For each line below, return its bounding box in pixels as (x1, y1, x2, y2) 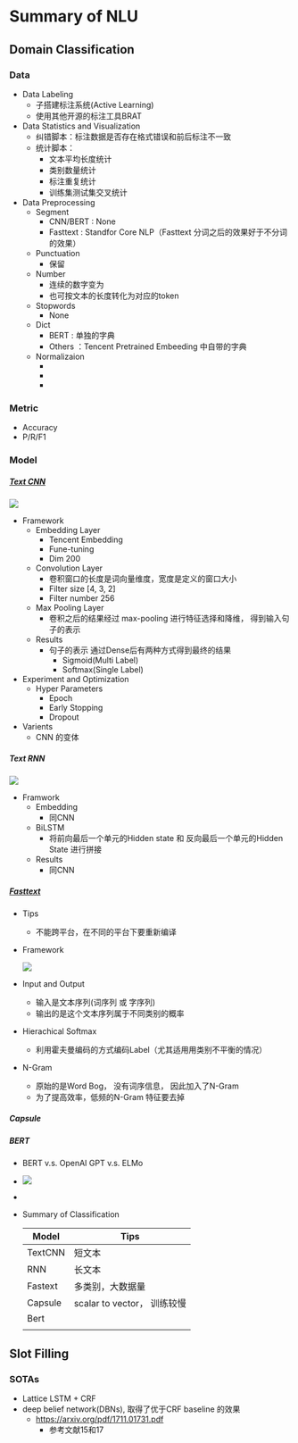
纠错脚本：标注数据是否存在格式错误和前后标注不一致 (35, 131, 232, 142)
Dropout (48, 712, 79, 722)
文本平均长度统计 (48, 154, 112, 164)
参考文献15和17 (48, 1424, 104, 1435)
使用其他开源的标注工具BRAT (35, 110, 143, 121)
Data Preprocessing (21, 196, 95, 207)
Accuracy (21, 422, 58, 433)
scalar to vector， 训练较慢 (73, 1297, 186, 1310)
